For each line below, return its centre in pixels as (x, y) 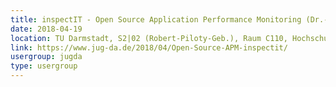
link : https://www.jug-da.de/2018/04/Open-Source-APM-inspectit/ (149, 47)
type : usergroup (44, 66)
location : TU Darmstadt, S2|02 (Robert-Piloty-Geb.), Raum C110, (149, 38)
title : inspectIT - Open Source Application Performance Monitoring (156, 19)
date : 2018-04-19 (46, 29)
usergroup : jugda (46, 57)
